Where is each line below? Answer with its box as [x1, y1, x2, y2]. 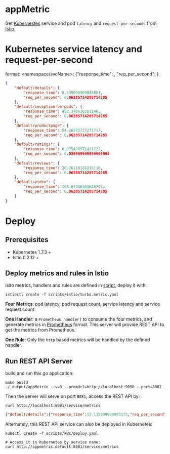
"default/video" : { [14, 180, 56, 185]
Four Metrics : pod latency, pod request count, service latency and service [5, 301, 160, 307]
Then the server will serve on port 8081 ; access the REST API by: [5, 393, 140, 399]
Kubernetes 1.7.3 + [12, 249, 52, 255]
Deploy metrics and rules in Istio [5, 269, 109, 278]
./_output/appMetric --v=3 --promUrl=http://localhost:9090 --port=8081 [5, 385, 162, 390]
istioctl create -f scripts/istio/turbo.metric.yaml [5, 292, 119, 297]
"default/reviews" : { [14, 160, 60, 166]
